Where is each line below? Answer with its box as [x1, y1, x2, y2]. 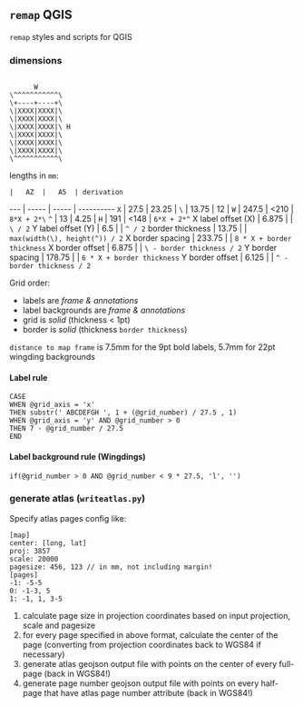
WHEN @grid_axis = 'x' [9, 400, 95, 410]
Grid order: [9, 277, 51, 289]
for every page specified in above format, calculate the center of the [22, 629, 279, 640]
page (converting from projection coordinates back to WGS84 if [22, 639, 261, 650]
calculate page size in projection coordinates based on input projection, [22, 610, 290, 621]
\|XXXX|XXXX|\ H [9, 123, 71, 132]
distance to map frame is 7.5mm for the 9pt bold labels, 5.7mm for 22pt [9, 342, 276, 353]
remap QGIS [9, 7, 73, 23]
